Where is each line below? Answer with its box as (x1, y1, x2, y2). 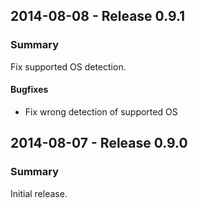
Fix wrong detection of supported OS (24, 105, 178, 118)
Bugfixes (10, 84, 49, 96)
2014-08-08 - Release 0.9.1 (10, 8, 186, 25)
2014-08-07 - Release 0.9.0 (10, 135, 188, 152)
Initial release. (10, 187, 68, 199)
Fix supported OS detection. (10, 60, 127, 73)
